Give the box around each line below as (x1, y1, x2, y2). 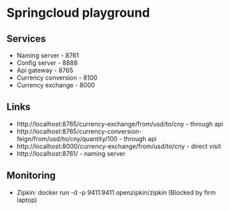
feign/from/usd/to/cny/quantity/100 (16, 134, 118, 143)
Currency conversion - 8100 (16, 73, 98, 82)
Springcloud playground (6, 5, 151, 21)
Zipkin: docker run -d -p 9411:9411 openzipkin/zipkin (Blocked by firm (16, 188, 216, 196)
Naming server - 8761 (16, 51, 79, 59)
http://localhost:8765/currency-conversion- (16, 127, 142, 136)
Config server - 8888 (16, 59, 78, 67)
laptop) (16, 196, 38, 204)
